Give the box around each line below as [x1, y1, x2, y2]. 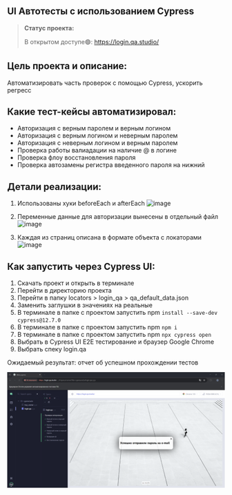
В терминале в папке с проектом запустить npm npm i [17, 323, 177, 331]
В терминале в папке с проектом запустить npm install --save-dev [17, 309, 217, 317]
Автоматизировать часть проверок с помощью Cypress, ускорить [7, 79, 203, 87]
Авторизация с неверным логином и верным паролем [17, 139, 178, 147]
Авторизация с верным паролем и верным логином [17, 124, 171, 133]
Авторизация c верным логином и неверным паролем [17, 131, 178, 140]
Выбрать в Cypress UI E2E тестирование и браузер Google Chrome [17, 338, 215, 346]
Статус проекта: [23, 23, 75, 32]
